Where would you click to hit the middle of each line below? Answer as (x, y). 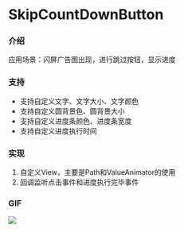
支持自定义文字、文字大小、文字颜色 (79, 101)
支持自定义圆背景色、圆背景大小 (72, 111)
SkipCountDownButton (86, 15)
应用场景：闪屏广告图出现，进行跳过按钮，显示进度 (92, 60)
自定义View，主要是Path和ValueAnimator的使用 (98, 172)
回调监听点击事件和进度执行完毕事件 (79, 182)
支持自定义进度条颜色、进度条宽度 (76, 121)
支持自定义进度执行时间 (58, 131)
